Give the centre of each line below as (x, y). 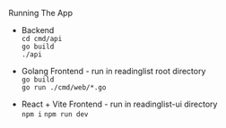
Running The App (41, 13)
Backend (38, 30)
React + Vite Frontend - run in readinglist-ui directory (119, 104)
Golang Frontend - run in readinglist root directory (113, 71)
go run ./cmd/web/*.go (64, 88)
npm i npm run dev (55, 115)
